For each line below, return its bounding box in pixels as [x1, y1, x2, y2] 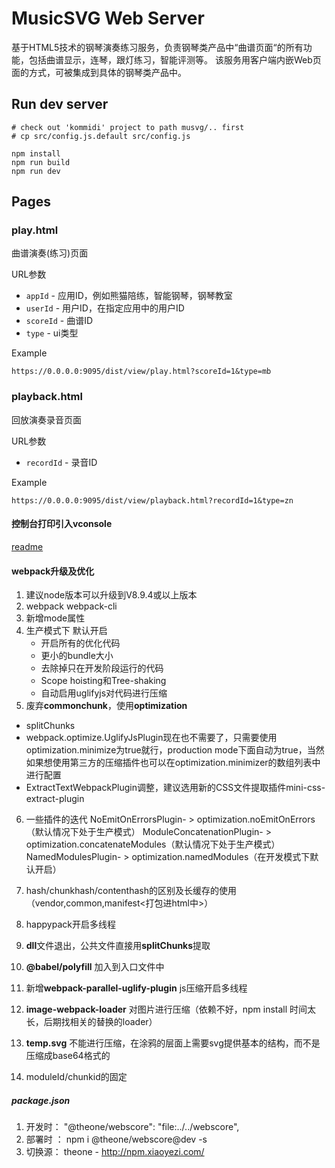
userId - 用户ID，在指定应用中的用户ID [25, 302, 185, 314]
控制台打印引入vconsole [11, 518, 113, 530]
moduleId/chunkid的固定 [25, 1071, 128, 1083]
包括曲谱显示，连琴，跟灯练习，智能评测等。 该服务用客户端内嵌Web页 [28, 53, 322, 66]
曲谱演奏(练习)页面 [11, 247, 89, 259]
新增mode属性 [25, 612, 86, 624]
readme [11, 540, 44, 552]
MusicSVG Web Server [11, 7, 205, 30]
